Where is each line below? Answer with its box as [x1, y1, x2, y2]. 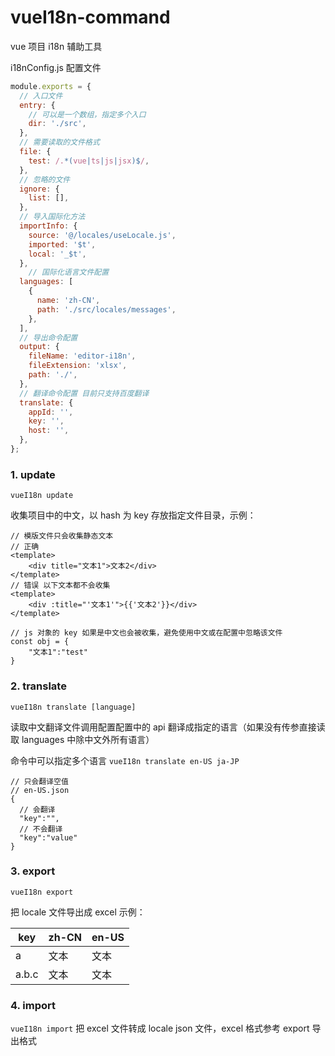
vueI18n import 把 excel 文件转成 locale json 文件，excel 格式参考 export [10, 1022, 310, 1035]
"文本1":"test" [28, 647, 89, 658]
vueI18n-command [10, 6, 171, 29]
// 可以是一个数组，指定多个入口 [28, 109, 147, 120]
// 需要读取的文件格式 [19, 137, 100, 148]
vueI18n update [10, 491, 74, 501]
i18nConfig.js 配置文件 [10, 61, 102, 73]
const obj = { [10, 637, 70, 647]
